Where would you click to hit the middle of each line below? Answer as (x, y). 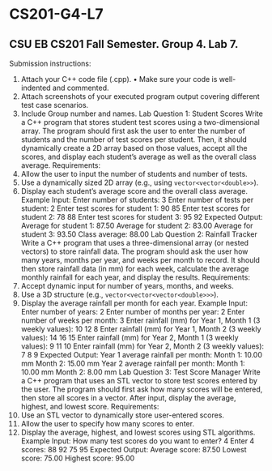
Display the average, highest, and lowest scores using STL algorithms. (138, 432)
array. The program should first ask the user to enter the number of (133, 131)
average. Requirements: (61, 165)
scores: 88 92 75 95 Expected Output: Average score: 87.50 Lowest (134, 450)
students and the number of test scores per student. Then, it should (134, 139)
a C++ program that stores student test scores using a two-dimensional (140, 122)
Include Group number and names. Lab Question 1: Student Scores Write (142, 113)
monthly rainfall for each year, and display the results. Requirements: (135, 277)
